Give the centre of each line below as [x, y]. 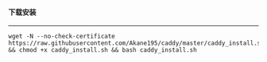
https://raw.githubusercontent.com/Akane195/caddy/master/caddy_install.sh [136, 43]
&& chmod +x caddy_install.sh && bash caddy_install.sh [103, 50]
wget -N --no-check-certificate [62, 36]
